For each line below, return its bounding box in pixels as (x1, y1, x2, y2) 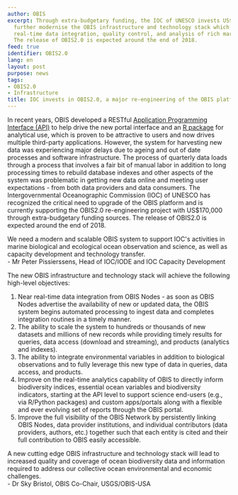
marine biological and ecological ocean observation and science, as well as (7, 243, 228, 250)
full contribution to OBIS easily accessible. (17, 435, 142, 444)
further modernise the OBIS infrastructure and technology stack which (13, 23, 230, 30)
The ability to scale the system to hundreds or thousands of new (17, 323, 206, 330)
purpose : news (7, 69, 50, 77)
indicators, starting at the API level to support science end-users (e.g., (17, 391, 223, 399)
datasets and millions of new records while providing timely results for (17, 330, 222, 338)
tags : (7, 76, 23, 84)
